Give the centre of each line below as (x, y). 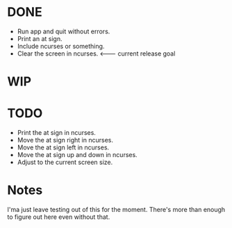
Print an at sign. (40, 38)
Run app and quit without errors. (64, 31)
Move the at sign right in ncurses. (65, 140)
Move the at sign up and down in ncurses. (77, 155)
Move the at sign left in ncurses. (63, 147)
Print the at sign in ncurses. (56, 133)
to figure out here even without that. (59, 217)
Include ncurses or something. (61, 46)
